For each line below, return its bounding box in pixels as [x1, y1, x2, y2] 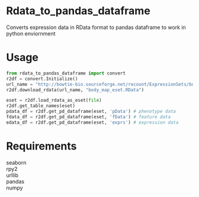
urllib [6, 172, 19, 179]
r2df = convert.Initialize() [6, 76, 78, 82]
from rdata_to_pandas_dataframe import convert [6, 70, 126, 76]
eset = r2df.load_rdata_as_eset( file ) [6, 98, 102, 104]
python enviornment [6, 30, 56, 37]
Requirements [6, 139, 77, 153]
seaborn [6, 159, 27, 166]
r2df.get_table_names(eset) [6, 103, 76, 109]
